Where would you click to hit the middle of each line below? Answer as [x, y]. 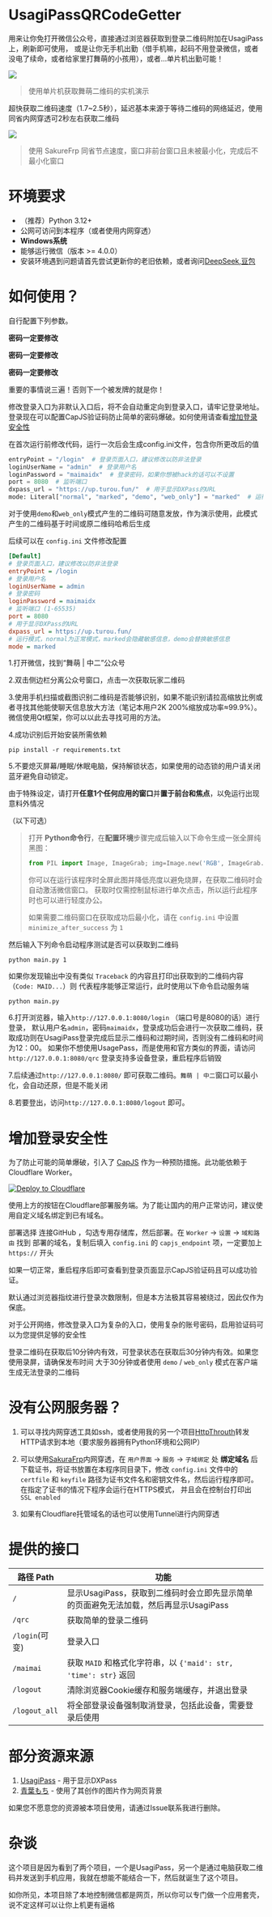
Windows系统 [43, 240]
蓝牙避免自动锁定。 [40, 776]
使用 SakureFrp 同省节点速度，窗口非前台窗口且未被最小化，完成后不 [143, 151]
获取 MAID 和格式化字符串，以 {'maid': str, [150, 1663]
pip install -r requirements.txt [65, 750]
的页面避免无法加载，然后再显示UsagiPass [148, 1605]
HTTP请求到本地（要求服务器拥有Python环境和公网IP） [112, 1442]
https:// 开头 [31, 1253]
